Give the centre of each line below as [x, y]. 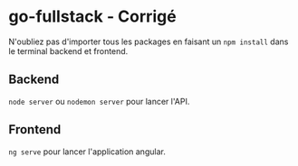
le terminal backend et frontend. [68, 51]
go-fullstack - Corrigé [93, 17]
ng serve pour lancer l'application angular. [87, 152]
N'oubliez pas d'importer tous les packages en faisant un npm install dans [149, 41]
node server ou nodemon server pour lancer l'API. [99, 101]
